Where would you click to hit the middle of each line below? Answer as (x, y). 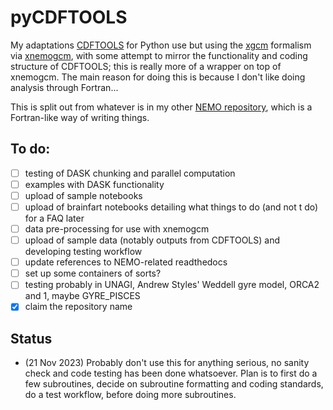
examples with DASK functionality (94, 184)
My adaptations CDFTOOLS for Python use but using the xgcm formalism (161, 45)
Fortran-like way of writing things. (80, 117)
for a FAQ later (54, 218)
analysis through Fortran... (64, 87)
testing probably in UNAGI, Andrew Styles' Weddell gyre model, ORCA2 (172, 285)
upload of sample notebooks (83, 195)
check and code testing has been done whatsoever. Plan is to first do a (171, 373)
